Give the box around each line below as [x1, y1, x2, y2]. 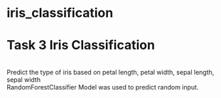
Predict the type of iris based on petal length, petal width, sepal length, [6, 68, 215, 77]
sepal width [6, 75, 41, 84]
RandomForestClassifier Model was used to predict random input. [6, 83, 199, 92]
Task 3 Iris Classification [6, 37, 156, 54]
